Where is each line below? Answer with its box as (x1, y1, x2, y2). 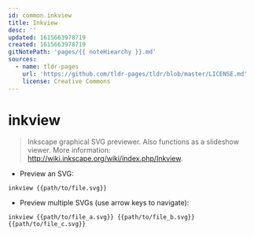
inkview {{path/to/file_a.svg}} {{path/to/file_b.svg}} (8, 213, 195, 221)
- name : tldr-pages (15, 63, 79, 71)
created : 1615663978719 (8, 41, 87, 49)
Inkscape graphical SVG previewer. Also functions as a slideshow (27, 137, 240, 146)
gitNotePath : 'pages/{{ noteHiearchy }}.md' (8, 48, 156, 56)
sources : (8, 56, 37, 64)
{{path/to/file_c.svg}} (8, 220, 87, 228)
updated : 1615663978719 (8, 33, 87, 42)
